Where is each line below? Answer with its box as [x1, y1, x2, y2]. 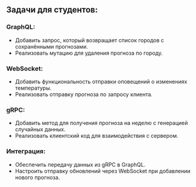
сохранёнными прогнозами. [14, 43, 89, 50]
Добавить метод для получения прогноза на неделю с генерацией [14, 120, 188, 127]
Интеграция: [6, 147, 46, 156]
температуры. [14, 84, 52, 91]
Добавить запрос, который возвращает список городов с [14, 36, 165, 44]
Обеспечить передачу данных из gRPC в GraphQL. [14, 161, 146, 168]
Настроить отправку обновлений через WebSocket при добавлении [14, 167, 191, 174]
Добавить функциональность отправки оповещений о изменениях [14, 78, 188, 85]
